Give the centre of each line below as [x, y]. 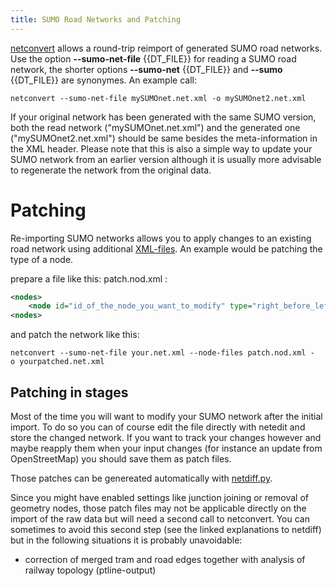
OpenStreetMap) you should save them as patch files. [121, 459]
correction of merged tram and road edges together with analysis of [165, 559]
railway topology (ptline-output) [90, 570]
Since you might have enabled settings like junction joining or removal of [159, 497]
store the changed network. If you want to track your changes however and [166, 437]
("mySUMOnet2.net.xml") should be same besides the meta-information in [164, 138]
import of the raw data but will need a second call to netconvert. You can [160, 519]
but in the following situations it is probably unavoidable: [126, 540]
